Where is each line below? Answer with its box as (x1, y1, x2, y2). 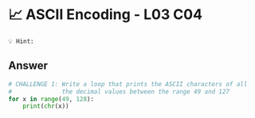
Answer (8, 59, 49, 73)
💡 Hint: (8, 37, 34, 45)
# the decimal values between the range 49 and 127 (8, 88, 229, 96)
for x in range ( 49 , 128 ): (8, 95, 94, 103)
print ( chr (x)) (22, 102, 69, 111)
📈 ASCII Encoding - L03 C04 (8, 6, 203, 24)
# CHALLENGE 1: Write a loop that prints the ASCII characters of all (8, 80, 248, 88)
